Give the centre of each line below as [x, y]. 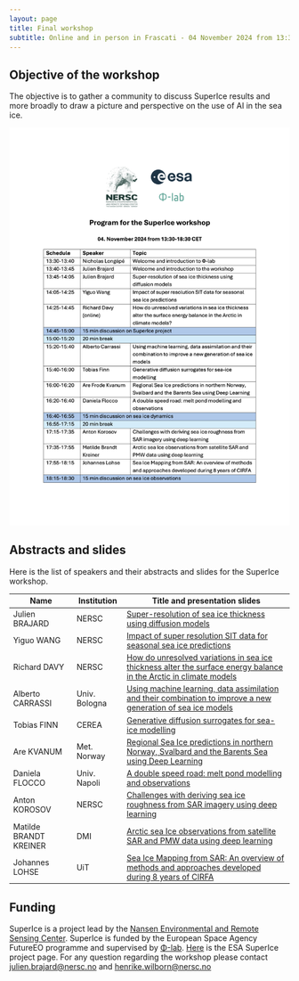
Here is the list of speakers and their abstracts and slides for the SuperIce [145, 571]
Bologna [92, 703]
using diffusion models [169, 623]
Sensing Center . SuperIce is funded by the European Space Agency [133, 938]
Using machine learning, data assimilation [203, 689]
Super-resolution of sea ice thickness [196, 614]
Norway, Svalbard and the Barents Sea [198, 751]
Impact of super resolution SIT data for [198, 635]
